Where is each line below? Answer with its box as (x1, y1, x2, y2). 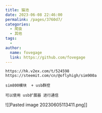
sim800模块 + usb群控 (5, 83, 50, 88)
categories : (5, 21, 31, 27)
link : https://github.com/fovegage (10, 54, 86, 60)
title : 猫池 (5, 7, 29, 13)
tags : (5, 36, 17, 41)
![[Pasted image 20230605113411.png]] (5, 102, 88, 108)
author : (5, 45, 22, 50)
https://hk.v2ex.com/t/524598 (5, 69, 70, 74)
